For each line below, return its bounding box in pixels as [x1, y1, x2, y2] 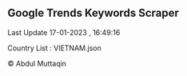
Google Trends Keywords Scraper [7, 6, 179, 20]
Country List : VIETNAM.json [7, 43, 101, 53]
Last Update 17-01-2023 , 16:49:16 [7, 27, 121, 37]
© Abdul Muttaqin [7, 58, 67, 68]
